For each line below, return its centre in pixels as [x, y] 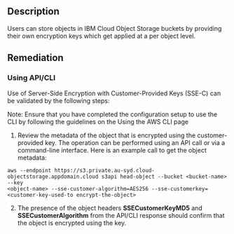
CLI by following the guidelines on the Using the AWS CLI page [98, 121]
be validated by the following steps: [58, 100]
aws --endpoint [29, 170]
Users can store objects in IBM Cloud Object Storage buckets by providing [115, 28]
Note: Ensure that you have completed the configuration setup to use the [112, 114]
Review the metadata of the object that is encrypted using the [106, 135]
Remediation [36, 58]
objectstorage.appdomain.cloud [53, 177]
